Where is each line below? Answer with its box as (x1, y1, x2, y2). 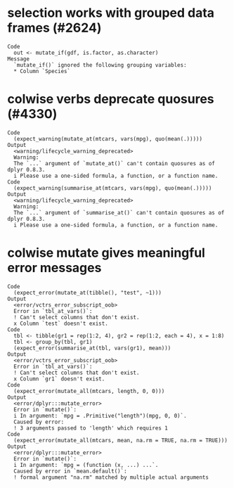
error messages (7, 260, 102, 276)
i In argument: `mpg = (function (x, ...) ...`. (13, 461, 159, 468)
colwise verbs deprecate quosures (7, 91, 214, 107)
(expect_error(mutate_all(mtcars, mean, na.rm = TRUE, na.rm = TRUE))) (13, 437, 228, 444)
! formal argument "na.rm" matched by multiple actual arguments (13, 473, 209, 481)
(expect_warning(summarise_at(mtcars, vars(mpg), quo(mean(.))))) (13, 184, 212, 191)
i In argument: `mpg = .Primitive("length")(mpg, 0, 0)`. (13, 412, 188, 419)
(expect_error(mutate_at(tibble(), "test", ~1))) (13, 289, 162, 296)
